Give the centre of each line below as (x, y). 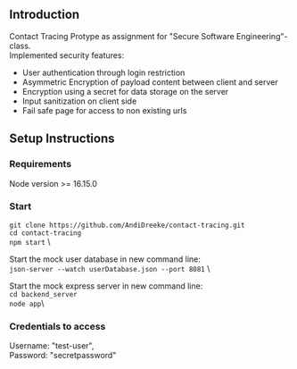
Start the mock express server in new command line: (106, 286)
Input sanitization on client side (79, 101)
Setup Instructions (62, 139)
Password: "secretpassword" (63, 356)
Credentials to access (58, 326)
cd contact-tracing (45, 233)
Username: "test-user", (52, 346)
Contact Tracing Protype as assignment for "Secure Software (122, 36)
